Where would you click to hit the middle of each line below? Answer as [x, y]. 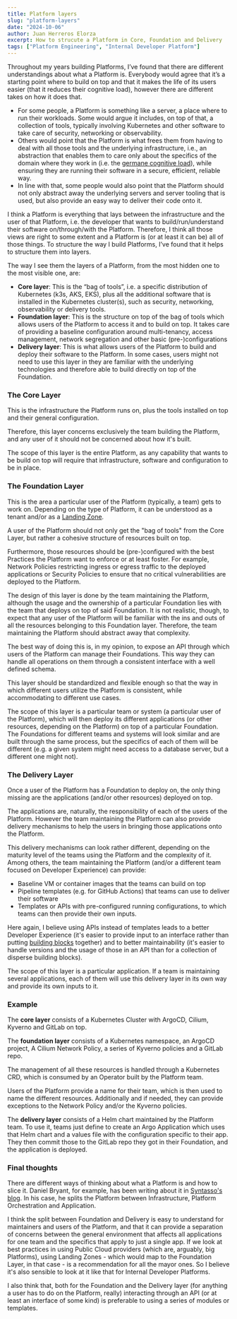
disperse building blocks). [45, 957]
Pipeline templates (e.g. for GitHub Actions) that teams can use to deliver [123, 891]
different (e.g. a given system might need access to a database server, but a [118, 749]
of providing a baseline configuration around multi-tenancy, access [115, 332]
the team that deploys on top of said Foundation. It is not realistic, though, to [118, 610]
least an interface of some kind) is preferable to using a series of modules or [119, 1301]
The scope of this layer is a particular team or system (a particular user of [114, 711]
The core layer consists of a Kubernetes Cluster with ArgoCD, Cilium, [108, 1020]
